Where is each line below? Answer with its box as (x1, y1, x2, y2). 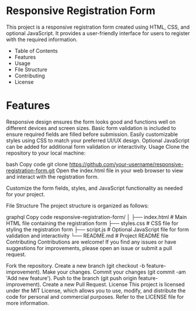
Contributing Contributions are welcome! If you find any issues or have (6, 238, 177, 245)
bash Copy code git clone (6, 160, 68, 168)
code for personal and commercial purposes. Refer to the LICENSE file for (6, 293, 184, 300)
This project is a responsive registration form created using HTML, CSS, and (6, 23, 190, 30)
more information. (6, 299, 49, 306)
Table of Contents (14, 47, 58, 54)
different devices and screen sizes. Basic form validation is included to (6, 124, 177, 131)
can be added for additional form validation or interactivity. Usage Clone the (6, 143, 189, 150)
